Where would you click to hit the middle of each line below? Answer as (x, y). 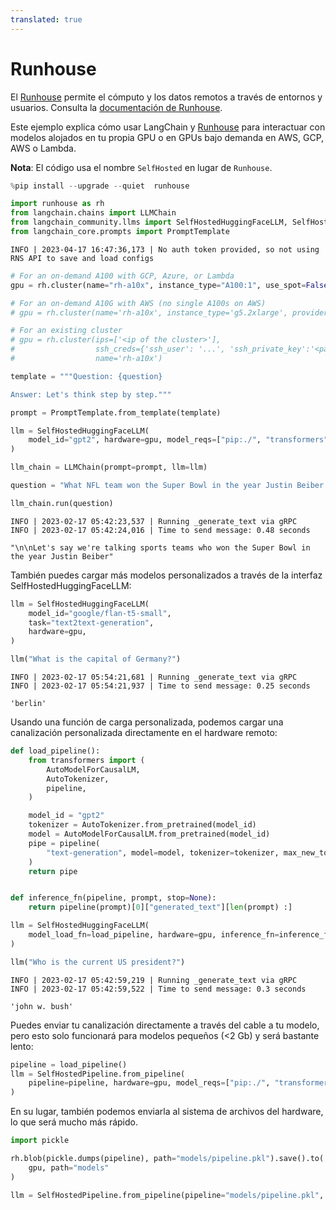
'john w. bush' (42, 1006)
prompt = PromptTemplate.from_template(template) (116, 412)
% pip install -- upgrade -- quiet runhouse (100, 186)
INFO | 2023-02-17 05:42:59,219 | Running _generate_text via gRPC (154, 980)
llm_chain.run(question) (62, 503)
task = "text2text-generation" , (91, 622)
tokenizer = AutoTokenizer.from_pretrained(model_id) (142, 825)
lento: (22, 1046)
